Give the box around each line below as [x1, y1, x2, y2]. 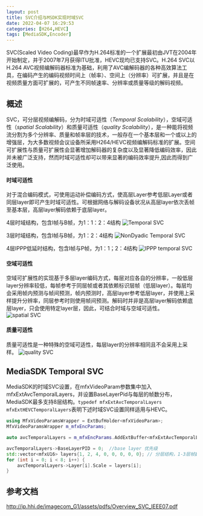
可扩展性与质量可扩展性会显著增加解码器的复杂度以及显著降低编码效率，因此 [6, 146, 197, 153]
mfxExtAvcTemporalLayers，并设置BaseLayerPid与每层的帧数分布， [6, 390, 176, 398]
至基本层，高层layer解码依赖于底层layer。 [6, 206, 111, 213]
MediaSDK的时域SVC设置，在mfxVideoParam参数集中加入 [6, 383, 152, 390]
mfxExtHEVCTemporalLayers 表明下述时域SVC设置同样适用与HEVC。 [6, 406, 171, 413]
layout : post [6, 8, 39, 15]
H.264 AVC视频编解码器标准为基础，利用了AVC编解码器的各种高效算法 [6, 64, 182, 72]
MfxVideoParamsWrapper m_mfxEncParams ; [6, 424, 107, 430]
